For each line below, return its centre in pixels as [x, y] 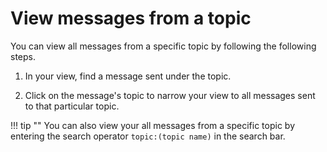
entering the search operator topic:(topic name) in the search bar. [148, 136]
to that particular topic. [72, 106]
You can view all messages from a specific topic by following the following [163, 46]
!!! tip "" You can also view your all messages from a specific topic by [152, 125]
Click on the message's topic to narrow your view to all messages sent [170, 95]
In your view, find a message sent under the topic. [128, 76]
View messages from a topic [131, 18]
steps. [23, 56]
